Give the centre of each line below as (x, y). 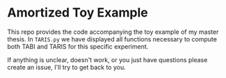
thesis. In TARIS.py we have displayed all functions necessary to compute (112, 39)
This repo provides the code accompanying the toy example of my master (113, 32)
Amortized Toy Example (78, 13)
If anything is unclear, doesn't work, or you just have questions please (107, 59)
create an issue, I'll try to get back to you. (67, 67)
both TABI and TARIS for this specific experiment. (78, 46)
